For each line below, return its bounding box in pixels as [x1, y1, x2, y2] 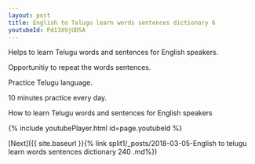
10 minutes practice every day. [8, 93, 107, 103]
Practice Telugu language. [8, 78, 93, 87]
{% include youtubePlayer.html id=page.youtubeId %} [8, 123, 183, 133]
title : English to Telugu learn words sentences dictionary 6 [8, 19, 216, 27]
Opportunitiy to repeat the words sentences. [8, 63, 151, 72]
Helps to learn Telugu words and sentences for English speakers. [8, 48, 219, 57]
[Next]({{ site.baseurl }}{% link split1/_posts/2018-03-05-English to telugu [8, 139, 247, 148]
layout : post [8, 11, 51, 20]
